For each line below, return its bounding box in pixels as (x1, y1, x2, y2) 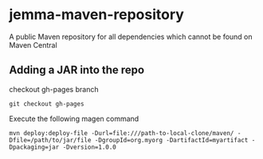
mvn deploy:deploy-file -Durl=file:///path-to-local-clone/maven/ (9, 129, 234, 137)
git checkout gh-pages (9, 99, 84, 108)
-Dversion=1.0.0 (62, 143, 116, 151)
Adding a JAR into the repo (9, 64, 145, 77)
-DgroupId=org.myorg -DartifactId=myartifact (94, 136, 249, 144)
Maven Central (9, 40, 58, 49)
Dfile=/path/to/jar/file (9, 136, 92, 144)
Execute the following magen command (9, 114, 139, 123)
